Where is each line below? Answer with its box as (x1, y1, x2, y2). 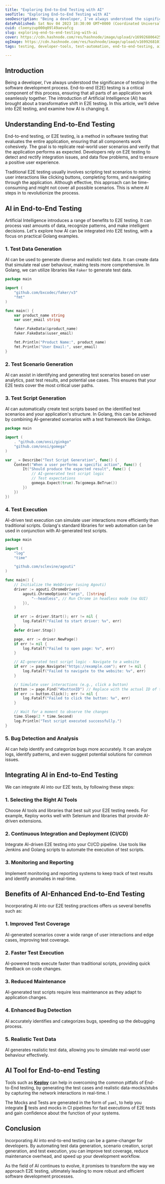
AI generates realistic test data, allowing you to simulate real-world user (5, 1047, 150, 1053)
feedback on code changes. (5, 966, 62, 972)
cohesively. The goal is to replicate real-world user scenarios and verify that (5, 144, 160, 150)
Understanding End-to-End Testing (5, 120, 115, 128)
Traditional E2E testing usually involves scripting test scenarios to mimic (5, 169, 151, 175)
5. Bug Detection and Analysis (5, 735, 79, 742)
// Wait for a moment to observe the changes (14, 709, 109, 715)
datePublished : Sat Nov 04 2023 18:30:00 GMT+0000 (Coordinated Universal (5, 21, 162, 26)
